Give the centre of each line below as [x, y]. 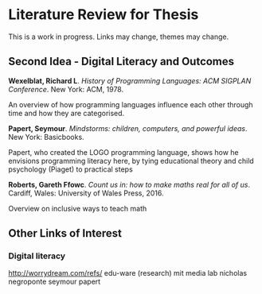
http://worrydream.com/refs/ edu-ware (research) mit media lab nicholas [128, 273]
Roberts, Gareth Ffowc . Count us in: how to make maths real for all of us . [129, 184]
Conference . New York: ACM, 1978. [66, 89]
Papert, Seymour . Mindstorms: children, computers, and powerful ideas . [128, 128]
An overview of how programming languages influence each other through [131, 104]
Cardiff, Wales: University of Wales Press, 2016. [86, 193]
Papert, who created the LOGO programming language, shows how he [123, 152]
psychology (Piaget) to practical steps [70, 169]
